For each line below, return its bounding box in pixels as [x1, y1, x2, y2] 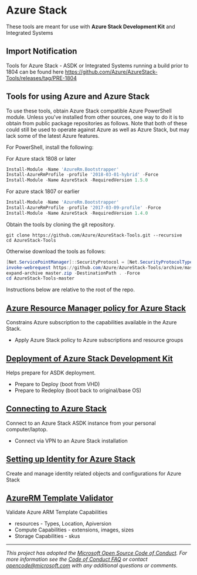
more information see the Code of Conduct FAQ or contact [6, 556, 148, 563]
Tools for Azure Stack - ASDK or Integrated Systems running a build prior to [6, 62, 189, 69]
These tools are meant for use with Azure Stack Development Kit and [6, 23, 176, 30]
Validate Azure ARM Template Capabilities [6, 508, 108, 516]
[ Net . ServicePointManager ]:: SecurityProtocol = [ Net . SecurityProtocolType [6, 259, 193, 265]
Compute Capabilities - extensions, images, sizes [14, 526, 134, 533]
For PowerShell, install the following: [6, 144, 94, 151]
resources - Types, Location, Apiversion [14, 520, 112, 527]
